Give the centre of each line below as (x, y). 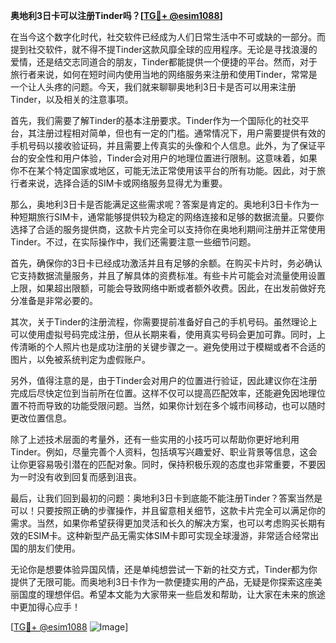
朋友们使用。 (54, 548)
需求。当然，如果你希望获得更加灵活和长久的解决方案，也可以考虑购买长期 (163, 523)
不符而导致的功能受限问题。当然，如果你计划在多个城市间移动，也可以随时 (172, 405)
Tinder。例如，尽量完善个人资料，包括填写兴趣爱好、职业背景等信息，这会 (164, 452)
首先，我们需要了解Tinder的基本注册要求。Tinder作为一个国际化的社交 (155, 120)
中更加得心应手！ (45, 607)
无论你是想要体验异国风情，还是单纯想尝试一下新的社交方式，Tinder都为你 (164, 569)
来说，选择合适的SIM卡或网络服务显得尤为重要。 (127, 183)
